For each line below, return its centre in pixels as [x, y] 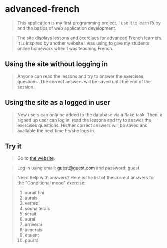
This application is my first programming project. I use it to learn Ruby [89, 23]
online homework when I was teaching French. [65, 48]
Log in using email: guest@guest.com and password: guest [78, 168]
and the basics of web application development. [67, 28]
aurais [31, 198]
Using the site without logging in [57, 64]
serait [31, 214]
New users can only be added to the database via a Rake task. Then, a [90, 115]
